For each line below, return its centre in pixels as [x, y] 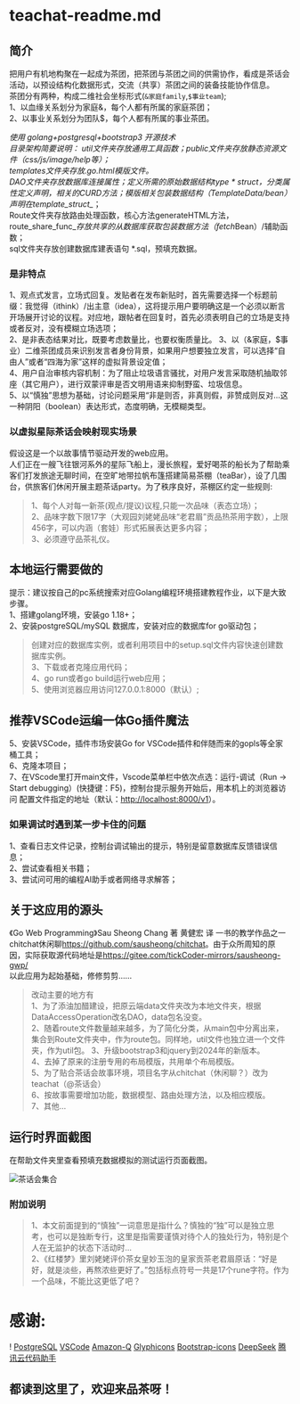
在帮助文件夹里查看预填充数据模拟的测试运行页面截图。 [110, 1161]
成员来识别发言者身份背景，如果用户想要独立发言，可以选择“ [167, 351]
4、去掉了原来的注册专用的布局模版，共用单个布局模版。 [135, 1062]
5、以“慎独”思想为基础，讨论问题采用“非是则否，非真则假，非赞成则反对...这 [149, 395]
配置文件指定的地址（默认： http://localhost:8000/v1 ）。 [120, 800]
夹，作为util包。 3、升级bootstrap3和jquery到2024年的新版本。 [148, 1051]
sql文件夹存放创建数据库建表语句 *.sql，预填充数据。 [105, 249]
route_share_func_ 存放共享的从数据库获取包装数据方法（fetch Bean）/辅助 [145, 226]
